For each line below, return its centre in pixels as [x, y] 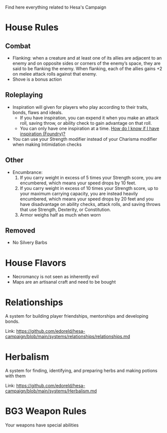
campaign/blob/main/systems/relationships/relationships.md [68, 337]
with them [15, 376]
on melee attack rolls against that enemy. [55, 74]
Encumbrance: [27, 172]
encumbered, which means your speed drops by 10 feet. [78, 183]
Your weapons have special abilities [42, 425]
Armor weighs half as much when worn [60, 214]
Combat [18, 46]
